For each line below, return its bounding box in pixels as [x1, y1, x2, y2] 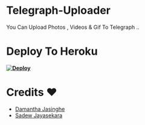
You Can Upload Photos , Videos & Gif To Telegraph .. [6, 23, 140, 31]
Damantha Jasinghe [14, 105, 65, 112]
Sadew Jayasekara [14, 112, 63, 119]
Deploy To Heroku [6, 44, 98, 58]
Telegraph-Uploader [6, 4, 111, 17]
